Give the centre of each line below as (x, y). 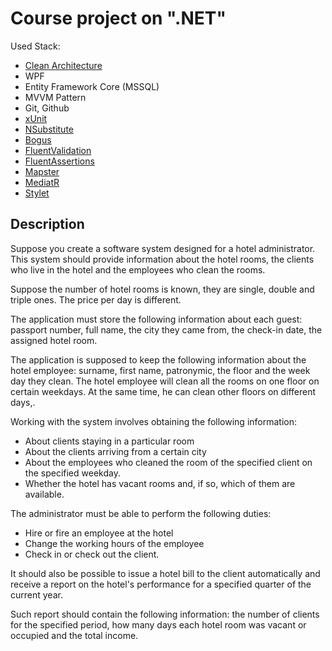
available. (44, 494)
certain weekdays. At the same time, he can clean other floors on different (163, 391)
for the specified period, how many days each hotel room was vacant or (158, 624)
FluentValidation (58, 150)
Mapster (42, 171)
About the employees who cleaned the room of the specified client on (168, 462)
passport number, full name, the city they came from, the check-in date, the (166, 329)
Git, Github (47, 108)
